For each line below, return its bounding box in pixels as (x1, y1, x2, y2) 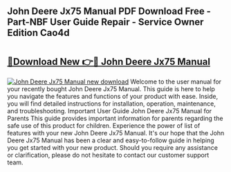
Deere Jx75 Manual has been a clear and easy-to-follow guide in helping (7, 136, 214, 144)
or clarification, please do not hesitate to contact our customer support (7, 151, 210, 159)
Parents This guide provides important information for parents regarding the (7, 114, 223, 122)
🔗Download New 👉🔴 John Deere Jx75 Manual (7, 55, 211, 68)
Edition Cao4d (7, 27, 71, 39)
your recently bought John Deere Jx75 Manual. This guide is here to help (7, 85, 216, 93)
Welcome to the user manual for (130, 77, 222, 86)
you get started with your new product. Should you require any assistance (7, 144, 218, 151)
